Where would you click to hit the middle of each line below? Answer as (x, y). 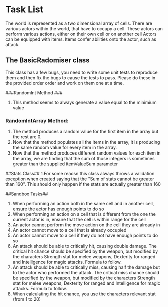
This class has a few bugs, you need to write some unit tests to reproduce (81, 72)
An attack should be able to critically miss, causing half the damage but (86, 267)
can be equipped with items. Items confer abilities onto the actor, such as (81, 39)
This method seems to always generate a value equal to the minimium (85, 102)
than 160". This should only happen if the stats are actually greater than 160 (83, 184)
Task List (24, 9)
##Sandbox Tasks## (27, 194)
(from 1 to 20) (27, 299)
